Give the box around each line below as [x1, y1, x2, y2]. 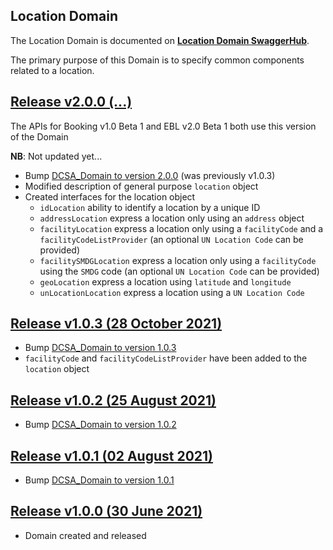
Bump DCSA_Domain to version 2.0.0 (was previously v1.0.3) [24, 169, 276, 181]
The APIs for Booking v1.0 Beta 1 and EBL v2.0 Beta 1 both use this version [10, 120, 317, 132]
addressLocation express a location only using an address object [39, 212, 305, 224]
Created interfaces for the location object [24, 190, 196, 203]
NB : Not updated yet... [10, 150, 103, 162]
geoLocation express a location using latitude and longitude [39, 275, 292, 288]
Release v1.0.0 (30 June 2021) [10, 503, 203, 520]
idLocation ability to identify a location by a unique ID [39, 201, 261, 213]
